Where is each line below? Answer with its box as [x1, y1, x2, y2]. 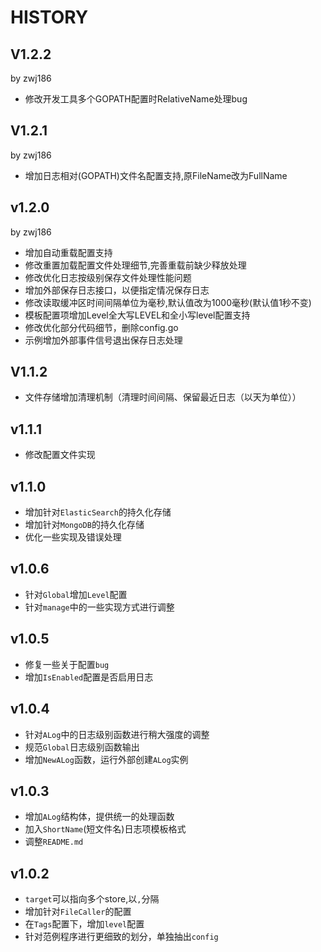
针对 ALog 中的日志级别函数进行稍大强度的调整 [24, 728, 210, 740]
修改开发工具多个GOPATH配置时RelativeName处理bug [24, 93, 248, 105]
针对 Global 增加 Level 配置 [24, 588, 128, 600]
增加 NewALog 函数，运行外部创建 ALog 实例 [24, 753, 189, 765]
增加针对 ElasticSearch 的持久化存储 [24, 506, 172, 518]
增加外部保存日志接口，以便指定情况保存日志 [24, 284, 210, 296]
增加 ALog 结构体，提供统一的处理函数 [24, 811, 175, 823]
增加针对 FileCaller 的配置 [24, 906, 132, 918]
